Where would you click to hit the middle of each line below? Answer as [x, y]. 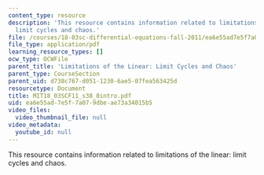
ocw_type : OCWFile [38, 60]
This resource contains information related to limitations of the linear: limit [127, 155]
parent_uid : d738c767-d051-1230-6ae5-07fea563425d [93, 81]
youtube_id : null [44, 132]
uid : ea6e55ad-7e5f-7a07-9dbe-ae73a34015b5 [81, 103]
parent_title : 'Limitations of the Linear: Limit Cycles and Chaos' [123, 67]
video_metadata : [35, 125]
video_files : [29, 111]
